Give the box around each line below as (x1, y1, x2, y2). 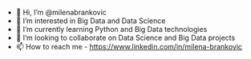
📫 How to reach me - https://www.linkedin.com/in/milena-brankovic (15, 42, 243, 51)
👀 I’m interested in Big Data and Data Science (15, 16, 166, 26)
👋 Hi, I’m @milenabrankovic (15, 8, 107, 17)
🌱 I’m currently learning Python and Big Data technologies (15, 25, 208, 33)
